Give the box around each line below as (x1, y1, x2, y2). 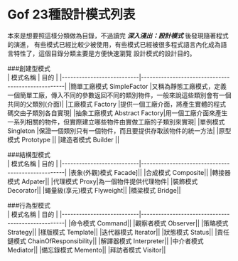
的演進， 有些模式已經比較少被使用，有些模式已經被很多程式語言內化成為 (7, 40, 221, 48)
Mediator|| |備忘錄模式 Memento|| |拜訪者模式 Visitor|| (7, 245, 166, 254)
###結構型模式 (7, 150, 51, 159)
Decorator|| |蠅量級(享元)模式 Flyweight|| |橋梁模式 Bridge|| (7, 186, 181, 194)
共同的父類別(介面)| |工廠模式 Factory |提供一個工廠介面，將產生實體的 (7, 100, 214, 108)
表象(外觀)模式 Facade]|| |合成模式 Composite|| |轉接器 (70, 168, 231, 176)
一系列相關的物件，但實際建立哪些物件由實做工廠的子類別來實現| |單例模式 (7, 117, 225, 126)
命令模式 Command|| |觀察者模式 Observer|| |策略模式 (70, 218, 229, 228)
